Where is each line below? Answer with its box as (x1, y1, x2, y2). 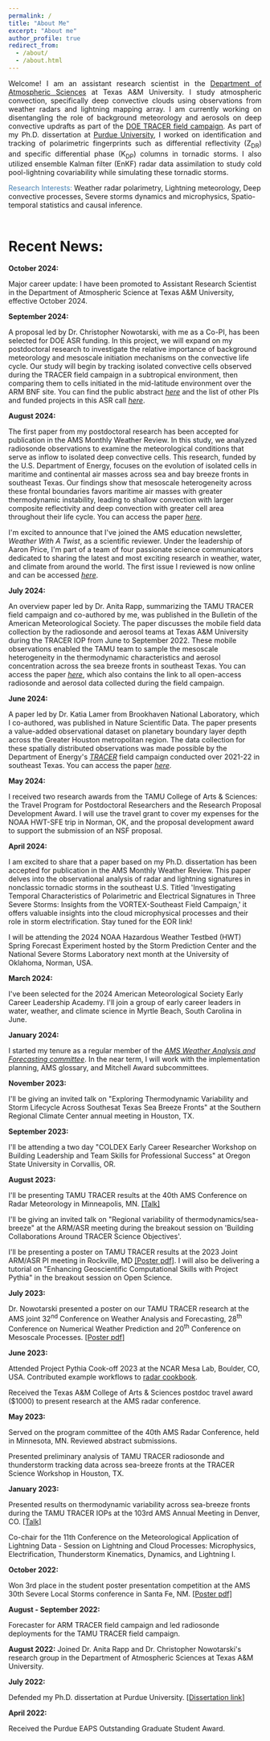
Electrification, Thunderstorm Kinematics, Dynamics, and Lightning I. (8, 1549, 235, 1559)
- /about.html (15, 57, 63, 65)
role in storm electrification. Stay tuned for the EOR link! (8, 917, 193, 926)
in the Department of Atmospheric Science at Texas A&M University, (8, 288, 235, 297)
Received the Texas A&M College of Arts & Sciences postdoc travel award (8, 1387, 253, 1397)
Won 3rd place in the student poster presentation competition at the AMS (8, 1580, 251, 1590)
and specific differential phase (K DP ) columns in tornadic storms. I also (8, 149, 263, 161)
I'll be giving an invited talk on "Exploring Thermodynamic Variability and (8, 1094, 249, 1104)
